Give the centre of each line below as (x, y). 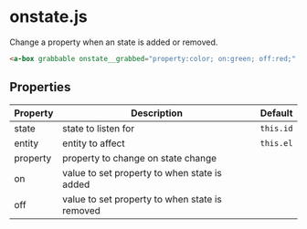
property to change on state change (140, 158)
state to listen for (99, 128)
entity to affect (94, 143)
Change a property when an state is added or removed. (114, 42)
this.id (276, 128)
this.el (276, 143)
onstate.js (49, 17)
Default (276, 113)
